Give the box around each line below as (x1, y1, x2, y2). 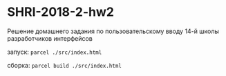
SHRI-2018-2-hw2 (7, 4, 114, 20)
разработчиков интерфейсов (7, 34, 93, 42)
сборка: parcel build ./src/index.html (7, 61, 122, 69)
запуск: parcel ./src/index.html (7, 48, 102, 56)
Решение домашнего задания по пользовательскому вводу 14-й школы (7, 27, 220, 35)
